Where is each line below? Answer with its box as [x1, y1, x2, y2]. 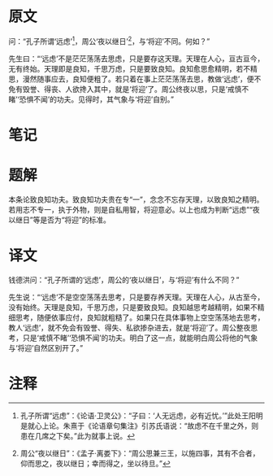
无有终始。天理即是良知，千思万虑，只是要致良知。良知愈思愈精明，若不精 [8, 63, 258, 73]
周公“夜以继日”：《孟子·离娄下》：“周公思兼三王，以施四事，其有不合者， [19, 448, 260, 458]
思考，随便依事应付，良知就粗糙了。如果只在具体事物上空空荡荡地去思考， [15, 312, 265, 322]
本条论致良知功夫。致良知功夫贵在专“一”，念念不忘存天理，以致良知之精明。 [8, 194, 264, 204]
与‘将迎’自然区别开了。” [8, 343, 84, 352]
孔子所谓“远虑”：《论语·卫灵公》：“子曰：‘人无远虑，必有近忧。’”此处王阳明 [19, 410, 263, 420]
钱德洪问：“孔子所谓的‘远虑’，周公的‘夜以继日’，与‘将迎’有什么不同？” [8, 274, 240, 285]
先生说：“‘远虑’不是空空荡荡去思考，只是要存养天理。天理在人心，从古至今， [8, 292, 265, 302]
